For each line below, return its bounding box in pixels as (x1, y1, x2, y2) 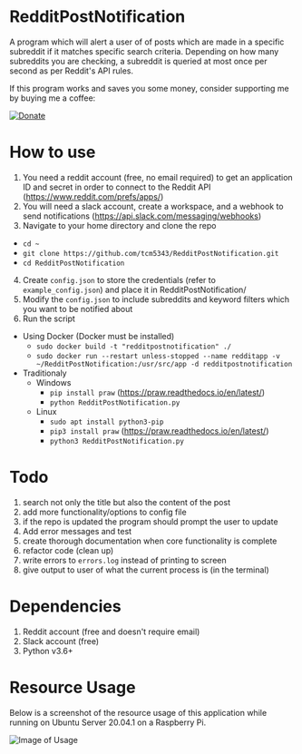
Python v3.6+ (22, 645, 74, 656)
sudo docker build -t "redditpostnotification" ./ (35, 342, 232, 351)
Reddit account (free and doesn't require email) (22, 626, 200, 637)
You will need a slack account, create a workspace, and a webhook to (22, 201, 284, 211)
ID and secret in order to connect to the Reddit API (22, 181, 211, 192)
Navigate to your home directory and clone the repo (22, 220, 217, 230)
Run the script (22, 313, 75, 324)
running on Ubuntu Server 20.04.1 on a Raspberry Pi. (9, 717, 207, 728)
